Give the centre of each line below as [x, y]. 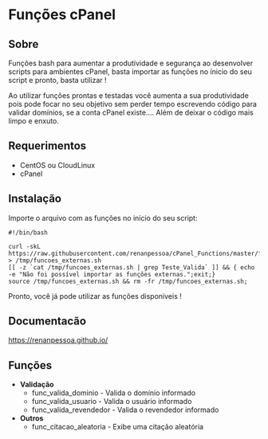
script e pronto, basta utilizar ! [57, 80]
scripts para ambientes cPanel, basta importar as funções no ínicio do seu [130, 72]
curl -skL [25, 246]
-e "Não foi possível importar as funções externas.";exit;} [112, 274]
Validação [37, 385]
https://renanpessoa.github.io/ [58, 340]
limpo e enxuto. [34, 121]
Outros [32, 418]
